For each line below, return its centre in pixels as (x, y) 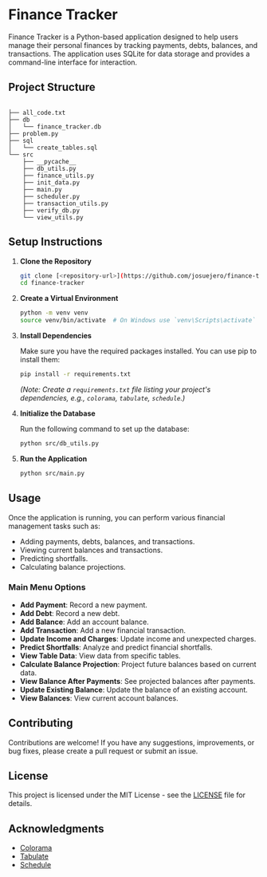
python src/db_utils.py (59, 443)
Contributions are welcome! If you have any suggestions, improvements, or (132, 742)
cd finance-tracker (52, 283)
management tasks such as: (55, 526)
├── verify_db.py (51, 210)
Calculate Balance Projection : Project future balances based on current (138, 664)
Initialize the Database (57, 413)
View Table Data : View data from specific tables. (100, 655)
